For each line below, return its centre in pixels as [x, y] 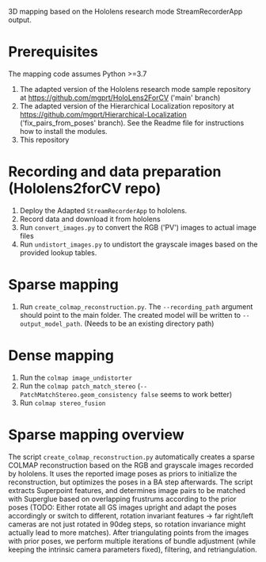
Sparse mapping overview [96, 434]
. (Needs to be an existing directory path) [147, 323]
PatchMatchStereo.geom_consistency [78, 395]
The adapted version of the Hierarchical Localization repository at [127, 105]
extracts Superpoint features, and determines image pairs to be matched [127, 490]
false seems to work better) [186, 394]
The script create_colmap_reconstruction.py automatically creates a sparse [131, 457]
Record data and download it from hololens [90, 219]
